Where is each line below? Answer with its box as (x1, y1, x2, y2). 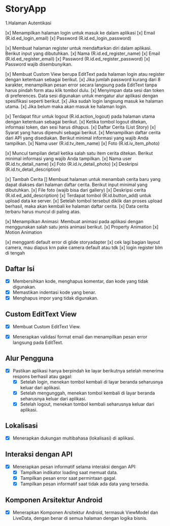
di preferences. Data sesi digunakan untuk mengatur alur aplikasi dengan (5, 92, 158, 99)
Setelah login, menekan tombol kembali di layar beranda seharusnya (20, 379, 163, 385)
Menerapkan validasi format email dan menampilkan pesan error (12, 333, 148, 339)
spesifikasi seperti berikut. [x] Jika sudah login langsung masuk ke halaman (5, 98, 163, 104)
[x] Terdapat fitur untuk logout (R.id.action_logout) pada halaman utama (5, 113, 155, 119)
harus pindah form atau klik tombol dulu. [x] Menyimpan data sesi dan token (5, 87, 164, 93)
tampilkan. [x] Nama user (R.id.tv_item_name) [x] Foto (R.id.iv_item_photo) (5, 140, 160, 146)
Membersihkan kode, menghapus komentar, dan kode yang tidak (12, 278, 149, 284)
